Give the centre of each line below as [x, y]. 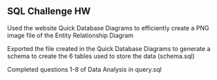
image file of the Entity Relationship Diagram [70, 35]
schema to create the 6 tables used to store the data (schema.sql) [101, 56]
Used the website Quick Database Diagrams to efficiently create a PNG [108, 28]
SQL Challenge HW [49, 11]
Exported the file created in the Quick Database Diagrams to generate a [109, 48]
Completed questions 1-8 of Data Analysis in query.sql [85, 69]
